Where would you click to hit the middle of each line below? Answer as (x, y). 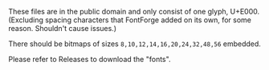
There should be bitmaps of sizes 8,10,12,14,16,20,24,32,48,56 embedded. (134, 44)
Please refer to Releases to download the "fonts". (90, 59)
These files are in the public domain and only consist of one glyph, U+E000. (134, 12)
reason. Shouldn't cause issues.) (63, 28)
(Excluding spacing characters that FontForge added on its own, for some (130, 20)
